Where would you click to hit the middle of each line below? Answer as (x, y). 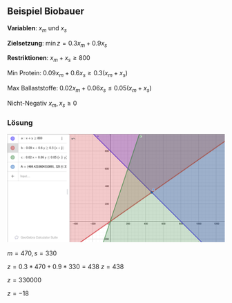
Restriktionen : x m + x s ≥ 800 (49, 59)
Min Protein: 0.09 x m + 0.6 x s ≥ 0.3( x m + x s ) (67, 74)
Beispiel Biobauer (46, 11)
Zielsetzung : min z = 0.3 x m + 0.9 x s (57, 44)
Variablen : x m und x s (37, 29)
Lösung (20, 122)
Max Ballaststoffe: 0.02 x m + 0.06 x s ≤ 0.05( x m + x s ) (79, 89)
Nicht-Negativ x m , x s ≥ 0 (42, 104)
